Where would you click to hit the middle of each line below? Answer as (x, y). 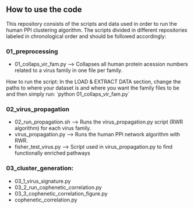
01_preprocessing (32, 51)
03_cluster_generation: (40, 168)
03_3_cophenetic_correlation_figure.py (61, 193)
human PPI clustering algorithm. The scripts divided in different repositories (97, 30)
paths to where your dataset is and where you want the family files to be (93, 88)
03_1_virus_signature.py (43, 181)
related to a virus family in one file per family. (68, 70)
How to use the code (44, 10)
